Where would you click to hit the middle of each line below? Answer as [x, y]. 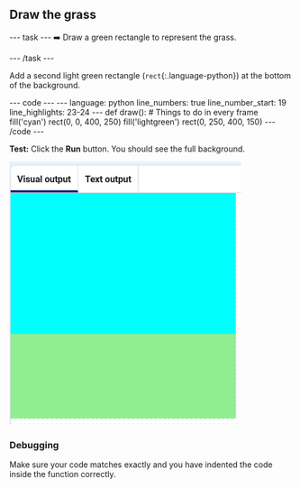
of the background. [45, 85]
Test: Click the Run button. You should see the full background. [127, 149]
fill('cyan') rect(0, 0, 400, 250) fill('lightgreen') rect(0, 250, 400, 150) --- [143, 122]
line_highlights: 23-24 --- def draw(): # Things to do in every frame [134, 112]
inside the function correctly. [63, 474]
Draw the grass [53, 15]
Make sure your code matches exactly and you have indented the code [141, 465]
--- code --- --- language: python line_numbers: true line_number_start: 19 [148, 102]
